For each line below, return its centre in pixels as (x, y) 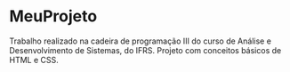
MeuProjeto (53, 16)
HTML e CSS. (34, 60)
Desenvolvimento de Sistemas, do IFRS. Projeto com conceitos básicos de (145, 50)
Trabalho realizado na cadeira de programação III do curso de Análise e (140, 41)
